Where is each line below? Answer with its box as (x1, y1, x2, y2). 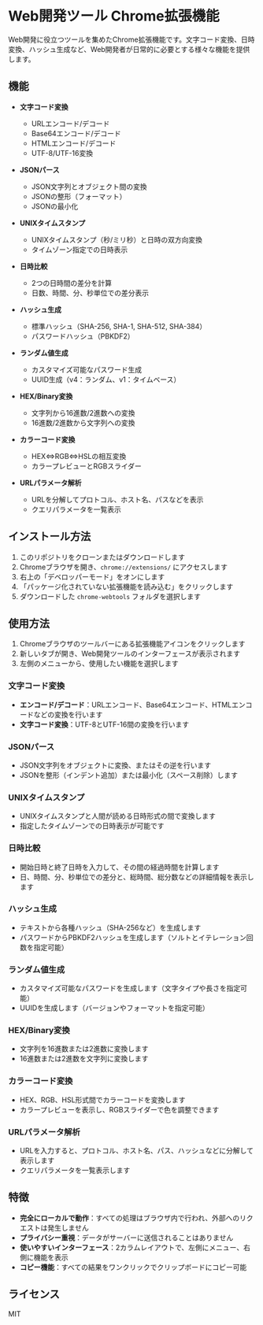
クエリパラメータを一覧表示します (19, 1166, 131, 1175)
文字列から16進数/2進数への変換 (31, 408, 135, 417)
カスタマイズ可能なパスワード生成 (31, 365, 143, 374)
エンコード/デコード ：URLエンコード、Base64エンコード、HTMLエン (19, 700, 246, 709)
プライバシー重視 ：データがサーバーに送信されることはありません (19, 1233, 234, 1242)
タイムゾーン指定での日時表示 (31, 245, 128, 254)
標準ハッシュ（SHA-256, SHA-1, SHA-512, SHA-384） (31, 321, 207, 331)
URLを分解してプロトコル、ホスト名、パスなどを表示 (31, 494, 204, 504)
